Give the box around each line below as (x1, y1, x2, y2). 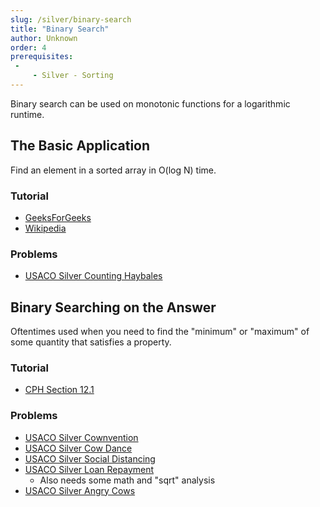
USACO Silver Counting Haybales (24, 270, 163, 282)
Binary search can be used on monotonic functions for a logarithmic (10, 97, 291, 110)
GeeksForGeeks (24, 211, 92, 223)
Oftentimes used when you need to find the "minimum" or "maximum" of (10, 326, 310, 338)
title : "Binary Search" (10, 24, 110, 34)
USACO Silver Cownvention (24, 431, 139, 443)
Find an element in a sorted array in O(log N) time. (10, 164, 217, 176)
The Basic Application (10, 137, 151, 155)
